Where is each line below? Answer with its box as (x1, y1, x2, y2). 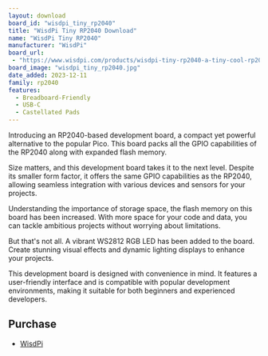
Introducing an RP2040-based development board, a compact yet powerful (8, 130, 256, 140)
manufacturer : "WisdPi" (8, 42, 88, 50)
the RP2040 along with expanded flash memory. (8, 147, 167, 157)
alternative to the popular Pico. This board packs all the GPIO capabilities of (8, 139, 257, 148)
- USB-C (15, 101, 41, 109)
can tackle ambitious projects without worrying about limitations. (8, 221, 221, 230)
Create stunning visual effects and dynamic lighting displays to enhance (8, 245, 245, 254)
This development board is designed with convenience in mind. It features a (8, 269, 258, 278)
